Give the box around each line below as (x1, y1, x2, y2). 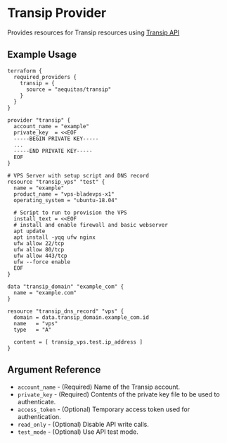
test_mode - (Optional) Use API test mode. (17, 428, 139, 436)
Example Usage (7, 49, 77, 61)
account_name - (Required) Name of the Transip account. (17, 382, 181, 391)
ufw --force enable (13, 258, 71, 266)
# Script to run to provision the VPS (13, 209, 128, 216)
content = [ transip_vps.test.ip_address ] (13, 338, 143, 346)
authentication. (17, 412, 61, 420)
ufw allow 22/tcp (13, 239, 65, 247)
